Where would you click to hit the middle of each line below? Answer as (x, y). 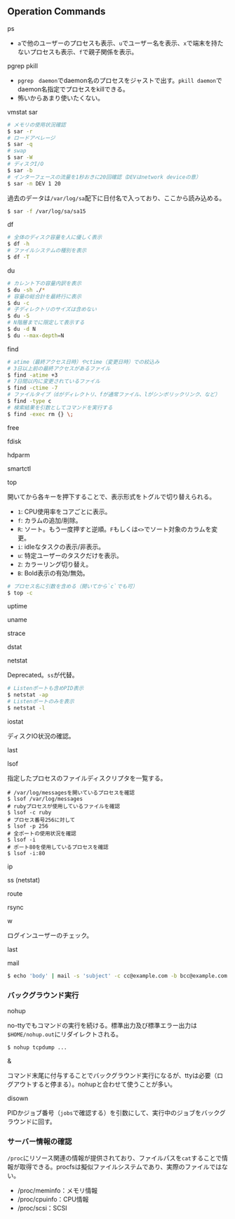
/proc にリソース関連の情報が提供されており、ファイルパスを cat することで (115, 1158)
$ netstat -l (26, 708)
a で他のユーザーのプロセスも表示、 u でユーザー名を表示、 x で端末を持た (120, 43)
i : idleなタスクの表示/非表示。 (61, 547)
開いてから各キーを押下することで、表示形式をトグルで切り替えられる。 (112, 496)
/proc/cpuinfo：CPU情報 (53, 1199)
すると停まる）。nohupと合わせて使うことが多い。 (104, 1084)
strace (16, 633)
